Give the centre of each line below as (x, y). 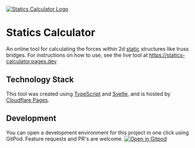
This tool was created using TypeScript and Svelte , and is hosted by (88, 94)
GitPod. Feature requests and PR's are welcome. (65, 139)
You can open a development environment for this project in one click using (97, 132)
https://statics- (167, 55)
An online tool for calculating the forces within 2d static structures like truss (97, 49)
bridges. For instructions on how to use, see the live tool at (77, 55)
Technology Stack (40, 80)
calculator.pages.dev (31, 61)
